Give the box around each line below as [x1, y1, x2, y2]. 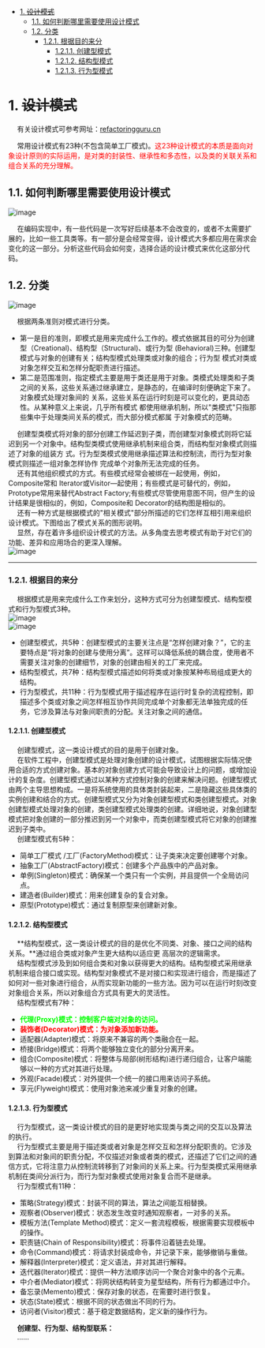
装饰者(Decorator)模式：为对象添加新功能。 [19, 1024, 163, 1034]
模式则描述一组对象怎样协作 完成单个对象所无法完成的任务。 [8, 459, 203, 468]
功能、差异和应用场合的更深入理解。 [8, 537, 126, 547]
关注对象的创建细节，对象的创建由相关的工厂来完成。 [33, 657, 207, 667]
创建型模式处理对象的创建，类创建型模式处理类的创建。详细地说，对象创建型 [8, 804, 257, 814]
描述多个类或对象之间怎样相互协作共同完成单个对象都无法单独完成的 [19, 697, 241, 706]
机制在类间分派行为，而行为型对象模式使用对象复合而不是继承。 [8, 1171, 215, 1181]
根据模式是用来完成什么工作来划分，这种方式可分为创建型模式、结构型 [17, 594, 245, 604]
